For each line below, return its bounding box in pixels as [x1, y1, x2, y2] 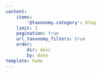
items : [16, 14, 33, 20]
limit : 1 [16, 25, 38, 31]
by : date [27, 52, 49, 58]
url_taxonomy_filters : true [16, 36, 85, 42]
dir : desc [27, 47, 51, 53]
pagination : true [16, 31, 59, 36]
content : [5, 8, 27, 15]
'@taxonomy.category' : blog [27, 19, 96, 25]
